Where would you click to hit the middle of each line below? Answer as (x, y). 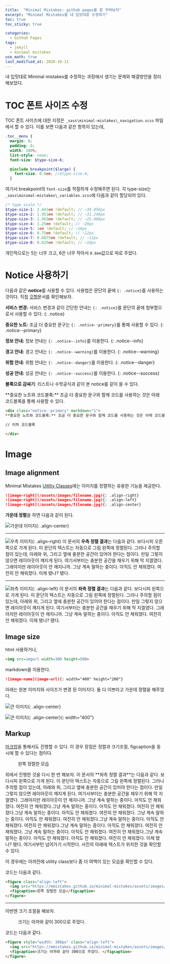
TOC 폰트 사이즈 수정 (47, 105)
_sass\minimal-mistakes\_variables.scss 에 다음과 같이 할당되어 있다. (76, 195)
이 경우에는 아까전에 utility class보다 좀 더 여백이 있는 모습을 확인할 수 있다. (79, 861)
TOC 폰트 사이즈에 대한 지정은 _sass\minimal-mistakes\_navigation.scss (80, 120)
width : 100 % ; (24, 150)
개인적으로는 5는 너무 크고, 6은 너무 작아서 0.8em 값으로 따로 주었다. (72, 253)
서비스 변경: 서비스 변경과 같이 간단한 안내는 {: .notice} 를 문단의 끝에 (75, 307)
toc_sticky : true (24, 24)
